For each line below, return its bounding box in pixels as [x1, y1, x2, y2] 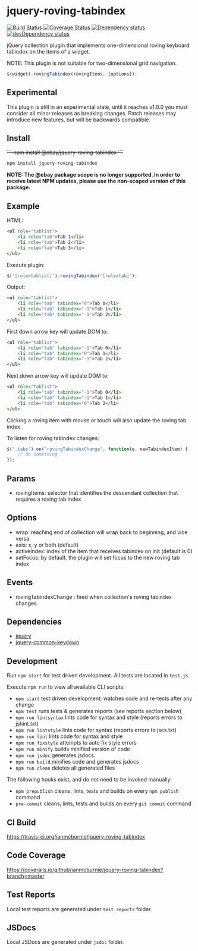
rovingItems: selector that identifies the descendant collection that [15, 489, 178, 496]
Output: [7, 284, 26, 291]
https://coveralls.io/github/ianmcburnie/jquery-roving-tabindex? [7, 866, 164, 873]
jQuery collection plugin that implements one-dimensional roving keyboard [7, 42, 190, 49]
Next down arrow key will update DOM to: [7, 372, 109, 379]
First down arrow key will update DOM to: [7, 328, 108, 335]
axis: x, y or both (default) [15, 541, 79, 548]
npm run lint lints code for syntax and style [15, 733, 123, 740]
